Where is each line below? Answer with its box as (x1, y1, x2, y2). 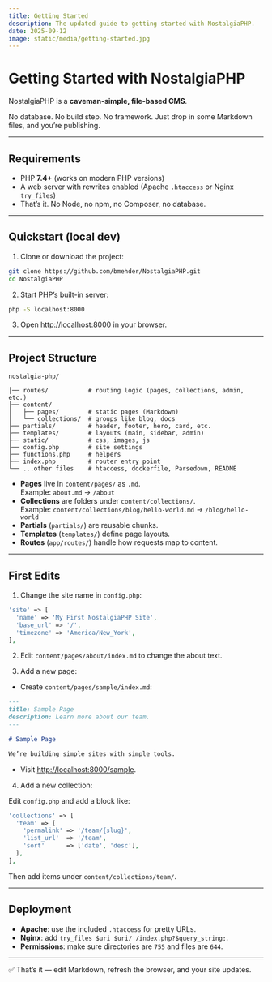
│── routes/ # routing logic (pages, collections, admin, (8, 387, 244, 395)
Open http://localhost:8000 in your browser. (19, 319, 168, 329)
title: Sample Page (8, 705, 74, 714)
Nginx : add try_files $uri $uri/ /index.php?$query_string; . (19, 933, 229, 942)
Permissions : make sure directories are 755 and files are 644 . (19, 941, 223, 951)
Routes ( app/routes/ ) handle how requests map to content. (19, 538, 219, 547)
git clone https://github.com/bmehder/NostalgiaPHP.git (8, 267, 201, 276)
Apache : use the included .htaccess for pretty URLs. (19, 924, 197, 933)
